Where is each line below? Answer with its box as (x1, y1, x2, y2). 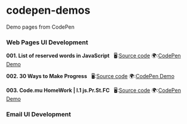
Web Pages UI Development (6, 38, 88, 46)
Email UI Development (6, 110, 71, 119)
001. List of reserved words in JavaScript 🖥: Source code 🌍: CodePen (6, 52, 181, 60)
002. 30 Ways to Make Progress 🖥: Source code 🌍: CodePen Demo (6, 73, 174, 80)
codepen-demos (6, 4, 91, 17)
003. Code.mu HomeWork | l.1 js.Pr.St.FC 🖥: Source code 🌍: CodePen (6, 87, 182, 94)
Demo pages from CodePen (6, 23, 74, 30)
